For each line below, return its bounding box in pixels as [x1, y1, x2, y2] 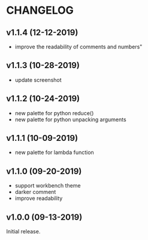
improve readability [14, 195, 63, 202]
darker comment [14, 189, 56, 196]
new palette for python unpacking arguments [14, 116, 127, 123]
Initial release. [6, 228, 41, 235]
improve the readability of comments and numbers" [14, 43, 143, 50]
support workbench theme [14, 182, 81, 189]
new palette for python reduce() [14, 109, 94, 116]
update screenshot [14, 76, 62, 84]
